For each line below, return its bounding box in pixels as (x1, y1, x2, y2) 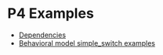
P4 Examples (7, 5, 95, 22)
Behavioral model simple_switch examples (18, 38, 156, 47)
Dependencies (18, 30, 67, 40)
